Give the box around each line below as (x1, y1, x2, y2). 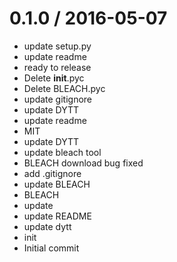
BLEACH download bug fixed (23, 157, 144, 169)
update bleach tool (23, 146, 102, 158)
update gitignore (23, 93, 93, 105)
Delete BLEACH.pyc (23, 82, 106, 94)
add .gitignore (23, 167, 82, 179)
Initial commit (23, 242, 80, 254)
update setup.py (23, 40, 92, 52)
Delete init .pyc (23, 72, 85, 84)
